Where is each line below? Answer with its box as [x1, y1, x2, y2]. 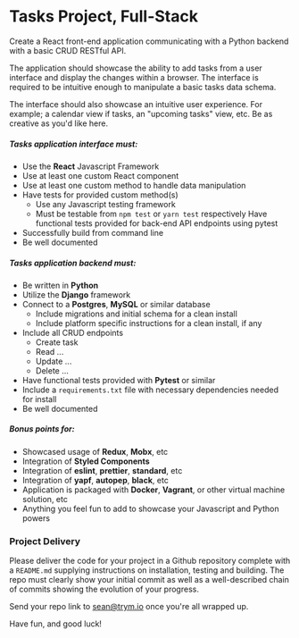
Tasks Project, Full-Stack [9, 6, 199, 27]
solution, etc [21, 493, 69, 504]
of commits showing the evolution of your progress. [9, 583, 199, 595]
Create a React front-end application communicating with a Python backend [9, 36, 289, 46]
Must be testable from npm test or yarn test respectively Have [35, 208, 268, 219]
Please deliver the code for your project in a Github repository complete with [9, 556, 291, 567]
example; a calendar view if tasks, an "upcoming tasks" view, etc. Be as [9, 108, 273, 119]
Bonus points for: [9, 424, 75, 434]
